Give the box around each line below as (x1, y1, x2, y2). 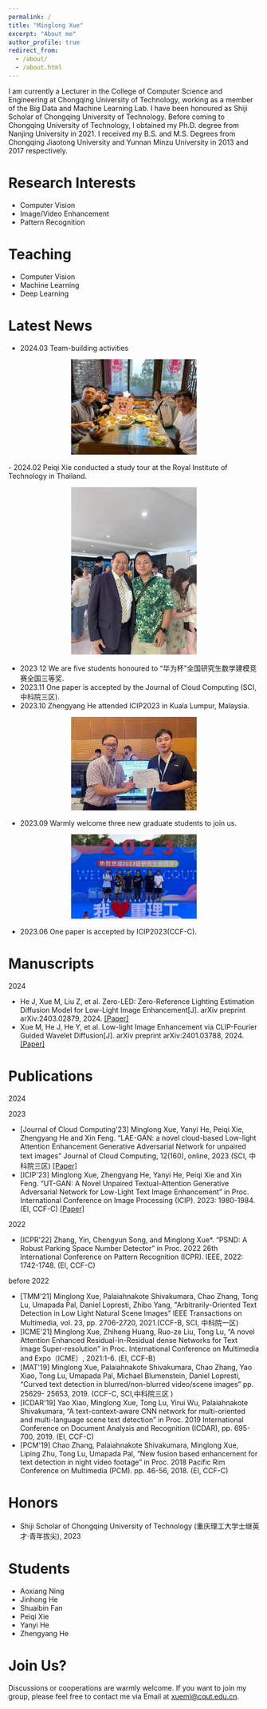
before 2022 (8, 1276, 49, 1285)
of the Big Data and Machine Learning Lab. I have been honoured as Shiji (8, 103, 248, 113)
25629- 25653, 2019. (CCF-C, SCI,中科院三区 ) (19, 1388, 174, 1398)
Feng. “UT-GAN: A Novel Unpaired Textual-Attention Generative (19, 1178, 230, 1188)
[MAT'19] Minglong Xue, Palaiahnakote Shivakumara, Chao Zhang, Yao (19, 1362, 253, 1372)
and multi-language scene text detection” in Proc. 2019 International (19, 1415, 245, 1424)
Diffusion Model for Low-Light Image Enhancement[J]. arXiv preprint (19, 1005, 246, 1014)
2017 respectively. (8, 145, 68, 155)
